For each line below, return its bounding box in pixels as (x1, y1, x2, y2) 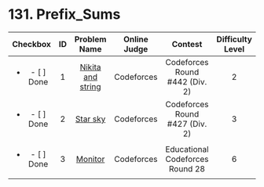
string (79, 81, 101, 92)
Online (123, 34, 149, 45)
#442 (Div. (167, 76, 207, 87)
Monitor (75, 153, 105, 164)
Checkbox (12, 38, 51, 49)
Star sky (75, 113, 106, 124)
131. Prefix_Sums (8, 5, 121, 23)
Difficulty (216, 34, 253, 45)
